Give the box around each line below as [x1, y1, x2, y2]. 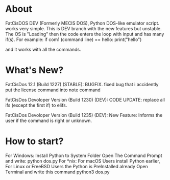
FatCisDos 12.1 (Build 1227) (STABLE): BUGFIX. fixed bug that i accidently [5, 81, 159, 87]
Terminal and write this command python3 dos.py [5, 169, 110, 175]
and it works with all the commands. [5, 46, 81, 52]
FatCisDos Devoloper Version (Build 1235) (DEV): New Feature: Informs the [5, 112, 163, 118]
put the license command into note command [5, 87, 101, 93]
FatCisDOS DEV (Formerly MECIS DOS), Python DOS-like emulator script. [5, 20, 160, 26]
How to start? [5, 135, 64, 147]
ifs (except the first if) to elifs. [5, 102, 67, 108]
